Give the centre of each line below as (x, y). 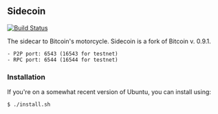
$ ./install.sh (29, 105)
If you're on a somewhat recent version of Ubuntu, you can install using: (109, 92)
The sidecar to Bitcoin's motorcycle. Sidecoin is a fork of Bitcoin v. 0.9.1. (109, 41)
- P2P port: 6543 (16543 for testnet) (63, 54)
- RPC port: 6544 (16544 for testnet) (63, 60)
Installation (26, 77)
